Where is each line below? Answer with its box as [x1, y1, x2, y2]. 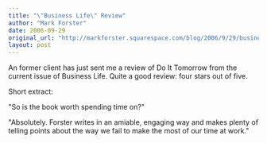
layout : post [8, 41, 52, 49]
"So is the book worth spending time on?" [8, 102, 145, 112]
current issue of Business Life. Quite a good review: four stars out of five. [8, 71, 248, 81]
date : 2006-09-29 [8, 26, 66, 34]
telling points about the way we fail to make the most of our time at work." [8, 126, 250, 136]
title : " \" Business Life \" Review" [8, 11, 126, 20]
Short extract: [8, 87, 53, 96]
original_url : [8, 33, 56, 42]
